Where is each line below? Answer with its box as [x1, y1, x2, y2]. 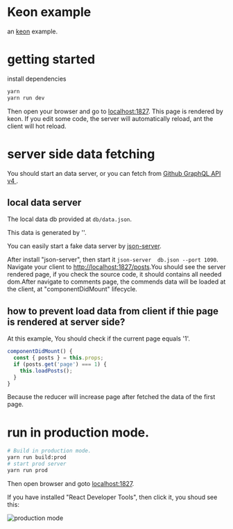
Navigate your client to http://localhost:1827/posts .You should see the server [7, 263, 227, 271]
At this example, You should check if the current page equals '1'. [7, 334, 191, 343]
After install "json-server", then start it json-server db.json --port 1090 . [7, 255, 218, 264]
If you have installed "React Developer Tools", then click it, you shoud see [7, 493, 218, 501]
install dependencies [7, 74, 67, 83]
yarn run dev [7, 95, 45, 101]
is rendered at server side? [7, 316, 126, 327]
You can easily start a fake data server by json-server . [7, 242, 162, 250]
